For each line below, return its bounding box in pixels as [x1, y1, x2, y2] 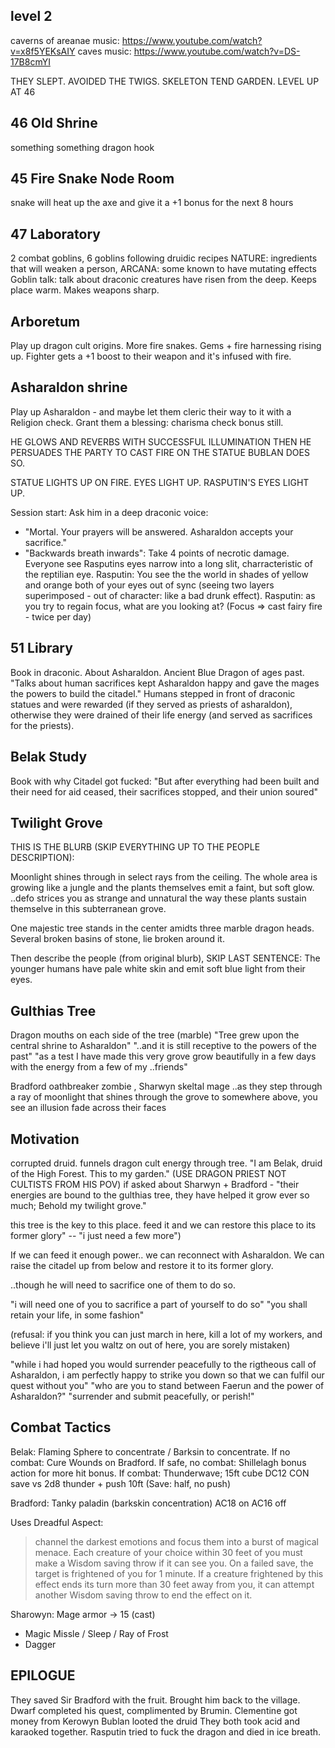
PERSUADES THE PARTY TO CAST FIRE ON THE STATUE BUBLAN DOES [10, 446, 310, 458]
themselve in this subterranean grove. [10, 903, 167, 915]
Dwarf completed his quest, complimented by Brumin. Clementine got [10, 1704, 298, 1716]
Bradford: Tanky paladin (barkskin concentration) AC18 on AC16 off [10, 1497, 287, 1509]
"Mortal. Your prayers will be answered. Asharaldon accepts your [24, 525, 294, 538]
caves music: [77, 45, 132, 57]
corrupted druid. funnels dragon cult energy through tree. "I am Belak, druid [10, 1157, 323, 1169]
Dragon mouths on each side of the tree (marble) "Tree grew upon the [10, 1029, 300, 1041]
